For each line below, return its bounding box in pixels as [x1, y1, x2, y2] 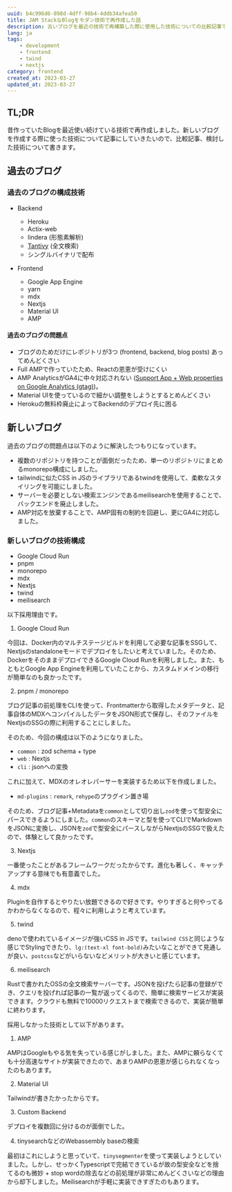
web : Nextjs [17, 755, 50, 763]
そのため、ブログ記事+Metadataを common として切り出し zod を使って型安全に [7, 807, 223, 815]
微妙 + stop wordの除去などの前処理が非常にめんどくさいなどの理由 [30, 1169, 224, 1177]
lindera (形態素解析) [27, 233, 84, 241]
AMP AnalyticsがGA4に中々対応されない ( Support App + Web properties [17, 373, 223, 381]
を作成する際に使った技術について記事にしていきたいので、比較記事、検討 [7, 134, 219, 143]
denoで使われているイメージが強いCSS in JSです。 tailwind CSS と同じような [7, 934, 225, 943]
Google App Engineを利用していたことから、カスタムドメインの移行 [25, 665, 220, 673]
